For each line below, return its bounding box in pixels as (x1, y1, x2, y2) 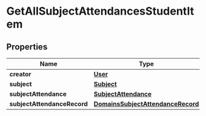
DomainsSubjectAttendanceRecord (94, 100, 199, 108)
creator (9, 70, 32, 78)
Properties (6, 42, 48, 52)
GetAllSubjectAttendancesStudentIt (6, 4, 194, 18)
